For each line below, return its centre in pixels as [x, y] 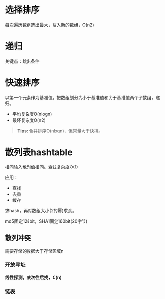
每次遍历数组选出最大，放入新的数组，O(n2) [50, 25]
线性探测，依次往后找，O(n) [34, 278]
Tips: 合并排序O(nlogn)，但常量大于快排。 [60, 131]
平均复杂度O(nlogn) [32, 114]
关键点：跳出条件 [22, 61]
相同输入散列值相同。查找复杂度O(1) [41, 167]
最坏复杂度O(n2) [29, 120]
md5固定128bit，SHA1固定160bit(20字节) [46, 221]
